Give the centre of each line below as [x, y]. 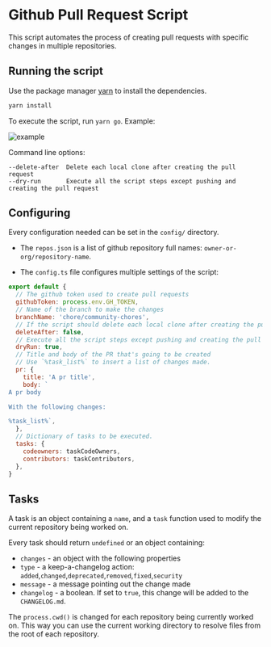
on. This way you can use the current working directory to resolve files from [134, 626]
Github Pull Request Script [98, 15]
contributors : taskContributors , [79, 459]
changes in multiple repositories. [63, 45]
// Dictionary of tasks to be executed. [84, 437]
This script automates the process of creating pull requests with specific [129, 37]
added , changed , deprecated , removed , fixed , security [101, 576]
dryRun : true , [39, 347]
